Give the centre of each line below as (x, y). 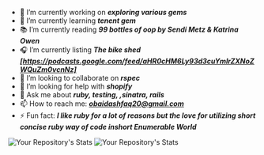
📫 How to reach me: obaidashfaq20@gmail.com (102, 104)
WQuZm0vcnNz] (48, 70)
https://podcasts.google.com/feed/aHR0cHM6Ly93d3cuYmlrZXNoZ (138, 61)
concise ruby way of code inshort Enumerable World (108, 127)
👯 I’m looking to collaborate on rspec (80, 78)
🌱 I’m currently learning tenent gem (78, 21)
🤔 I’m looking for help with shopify (76, 86)
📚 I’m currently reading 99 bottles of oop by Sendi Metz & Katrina (129, 29)
